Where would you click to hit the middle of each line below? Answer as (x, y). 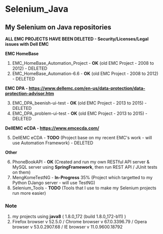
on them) (21, 172)
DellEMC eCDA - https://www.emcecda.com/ (52, 128)
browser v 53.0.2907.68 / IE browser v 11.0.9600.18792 (67, 227)
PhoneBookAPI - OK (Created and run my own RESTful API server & (81, 162)
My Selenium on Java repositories (58, 27)
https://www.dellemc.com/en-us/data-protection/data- (87, 88)
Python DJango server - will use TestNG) (54, 183)
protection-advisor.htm (29, 93)
